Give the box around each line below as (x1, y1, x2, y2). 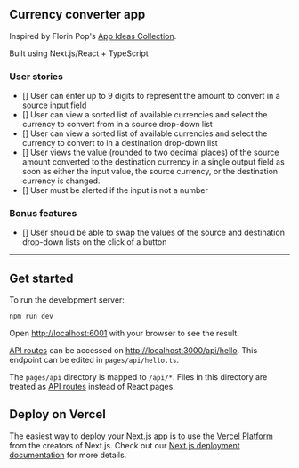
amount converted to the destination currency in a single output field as (21, 157, 285, 167)
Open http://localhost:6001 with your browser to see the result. (9, 328, 240, 339)
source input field (21, 100, 87, 110)
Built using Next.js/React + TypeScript (9, 48, 149, 59)
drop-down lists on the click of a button (21, 237, 167, 247)
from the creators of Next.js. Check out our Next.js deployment (9, 440, 240, 450)
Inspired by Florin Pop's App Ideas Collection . (9, 30, 177, 41)
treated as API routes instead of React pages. (9, 382, 175, 392)
